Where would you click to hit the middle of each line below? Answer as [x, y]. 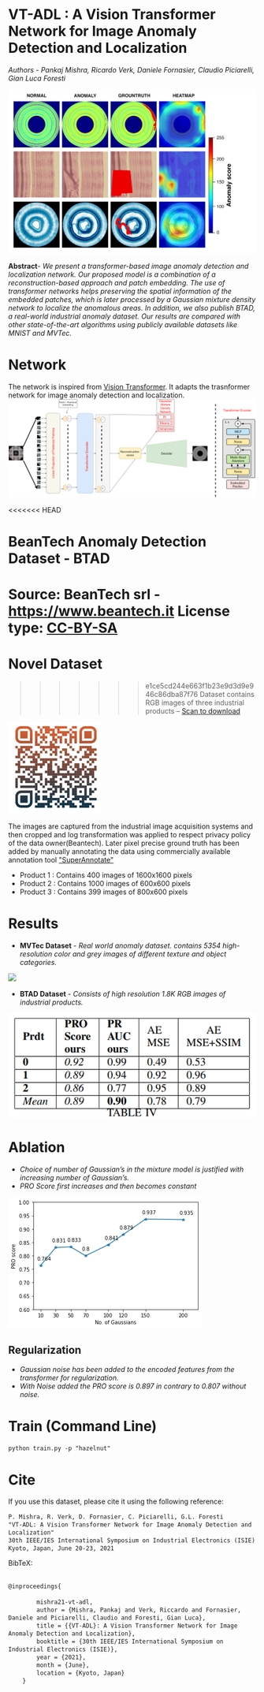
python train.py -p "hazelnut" [59, 1448]
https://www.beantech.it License [119, 611]
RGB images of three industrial [195, 703]
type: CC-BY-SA [63, 628]
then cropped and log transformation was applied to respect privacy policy [129, 835]
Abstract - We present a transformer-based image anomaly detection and [128, 266]
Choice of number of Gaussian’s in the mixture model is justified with [132, 1169]
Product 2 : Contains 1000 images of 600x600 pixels [105, 884]
